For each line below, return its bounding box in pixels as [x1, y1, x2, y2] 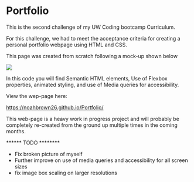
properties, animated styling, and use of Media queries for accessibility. [6, 81, 179, 88]
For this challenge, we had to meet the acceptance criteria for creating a [6, 35, 181, 42]
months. [6, 127, 26, 134]
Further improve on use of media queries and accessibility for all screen [14, 157, 189, 164]
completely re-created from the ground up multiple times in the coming [6, 122, 178, 129]
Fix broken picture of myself [14, 150, 83, 157]
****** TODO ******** [6, 139, 60, 146]
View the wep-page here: [6, 92, 67, 99]
